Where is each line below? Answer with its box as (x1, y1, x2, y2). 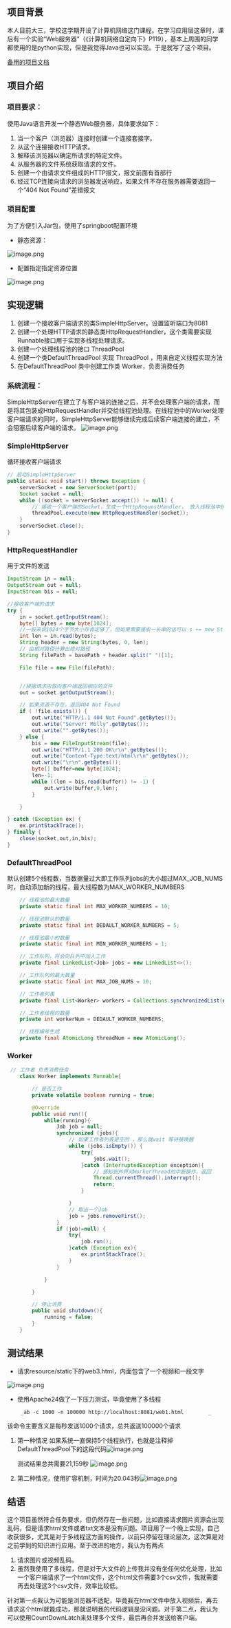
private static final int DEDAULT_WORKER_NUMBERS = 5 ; (19, 921, 180, 929)
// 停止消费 (32, 1301, 62, 1308)
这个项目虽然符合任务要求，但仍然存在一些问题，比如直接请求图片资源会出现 (7, 1516, 224, 1524)
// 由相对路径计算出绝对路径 (19, 645, 91, 652)
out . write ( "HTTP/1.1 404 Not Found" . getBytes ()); (32, 714, 177, 721)
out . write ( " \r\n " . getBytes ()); (32, 759, 122, 766)
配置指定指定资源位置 (16, 264, 78, 272)
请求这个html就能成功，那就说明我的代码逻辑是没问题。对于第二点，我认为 (7, 1605, 219, 1614)
